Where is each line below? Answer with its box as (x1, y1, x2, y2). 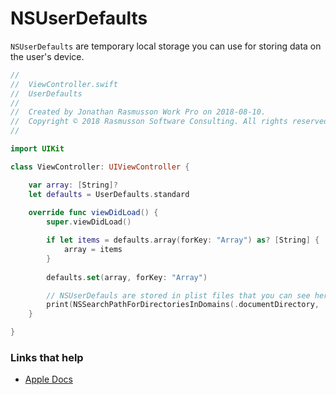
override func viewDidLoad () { (28, 208, 159, 218)
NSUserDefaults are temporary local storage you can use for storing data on (10, 40, 322, 52)
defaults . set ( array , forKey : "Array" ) (46, 272, 208, 282)
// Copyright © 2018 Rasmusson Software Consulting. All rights (10, 117, 288, 127)
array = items (63, 245, 123, 255)
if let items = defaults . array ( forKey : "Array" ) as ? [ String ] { (46, 235, 320, 246)
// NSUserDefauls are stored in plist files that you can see (46, 290, 311, 301)
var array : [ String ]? (28, 180, 118, 190)
